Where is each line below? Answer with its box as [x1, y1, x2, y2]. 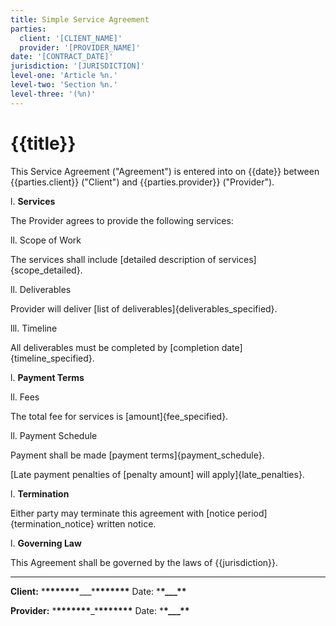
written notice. [96, 517, 157, 530]
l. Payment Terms [10, 371, 85, 383]
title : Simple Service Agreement [10, 14, 150, 25]
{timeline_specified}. [10, 352, 95, 364]
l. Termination [10, 487, 70, 500]
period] [236, 507, 268, 519]
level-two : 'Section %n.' [10, 80, 118, 90]
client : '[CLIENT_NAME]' [19, 33, 123, 43]
